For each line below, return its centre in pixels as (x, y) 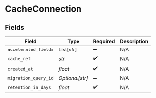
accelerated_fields (31, 50)
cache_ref (19, 59)
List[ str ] (68, 49)
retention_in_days (29, 87)
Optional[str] (73, 78)
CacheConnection (43, 9)
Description (134, 41)
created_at (20, 69)
